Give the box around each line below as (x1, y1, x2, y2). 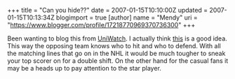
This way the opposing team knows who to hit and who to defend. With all (7, 42, 221, 50)
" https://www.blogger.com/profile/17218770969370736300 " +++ (7, 21, 196, 29)
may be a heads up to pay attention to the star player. (7, 64, 161, 72)
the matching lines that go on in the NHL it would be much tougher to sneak (7, 49, 226, 57)
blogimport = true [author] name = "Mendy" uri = (55, 13, 198, 22)
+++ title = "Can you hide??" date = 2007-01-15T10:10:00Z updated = (7, 6, 208, 14)
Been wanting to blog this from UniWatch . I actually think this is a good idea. (7, 34, 228, 43)
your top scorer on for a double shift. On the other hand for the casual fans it (7, 57, 229, 65)
